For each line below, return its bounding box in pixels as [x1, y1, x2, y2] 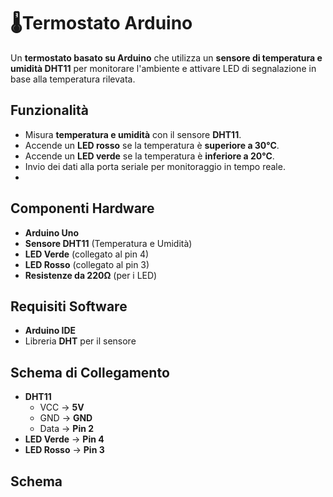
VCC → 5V [39, 401, 85, 414]
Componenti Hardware [10, 200, 155, 217]
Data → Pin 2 [39, 423, 95, 435]
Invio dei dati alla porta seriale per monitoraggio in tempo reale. [24, 160, 286, 172]
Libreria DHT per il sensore [24, 335, 137, 347]
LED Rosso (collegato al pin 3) [24, 258, 150, 270]
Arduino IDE [24, 325, 77, 337]
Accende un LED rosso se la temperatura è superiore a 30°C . [24, 139, 280, 151]
